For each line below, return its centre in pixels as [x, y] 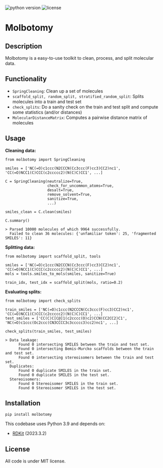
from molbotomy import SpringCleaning [45, 159]
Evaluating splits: [24, 292]
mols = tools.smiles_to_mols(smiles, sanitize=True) [61, 274]
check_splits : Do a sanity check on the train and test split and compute [85, 107]
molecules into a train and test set [47, 102]
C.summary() [17, 221]
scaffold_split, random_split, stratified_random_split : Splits [78, 96]
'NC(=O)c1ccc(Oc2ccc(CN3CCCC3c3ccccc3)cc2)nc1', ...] [62, 323]
